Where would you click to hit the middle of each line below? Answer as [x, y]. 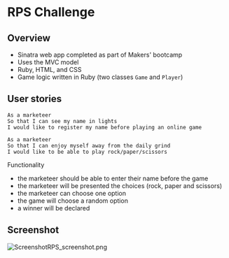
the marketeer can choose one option [72, 193]
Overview [29, 38]
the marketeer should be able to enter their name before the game [113, 178]
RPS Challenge [51, 12]
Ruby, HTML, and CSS [49, 70]
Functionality [26, 164]
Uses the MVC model [48, 62]
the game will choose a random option [72, 201]
